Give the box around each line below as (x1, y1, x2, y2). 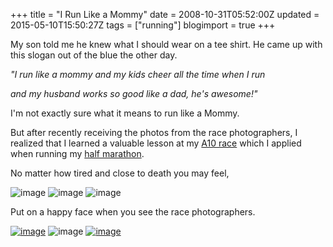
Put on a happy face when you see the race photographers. (10, 206, 256, 218)
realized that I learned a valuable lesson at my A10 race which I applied (10, 137, 302, 149)
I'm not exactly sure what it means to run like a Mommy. (10, 107, 240, 119)
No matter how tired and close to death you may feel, (10, 167, 230, 179)
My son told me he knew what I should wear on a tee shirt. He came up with (10, 39, 323, 50)
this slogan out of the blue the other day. (10, 49, 178, 61)
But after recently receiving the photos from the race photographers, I (10, 127, 298, 138)
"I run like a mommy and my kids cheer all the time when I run (10, 69, 266, 80)
